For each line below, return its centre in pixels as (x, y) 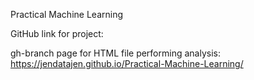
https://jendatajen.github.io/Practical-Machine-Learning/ (127, 63)
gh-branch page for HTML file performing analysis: (115, 53)
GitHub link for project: (57, 33)
